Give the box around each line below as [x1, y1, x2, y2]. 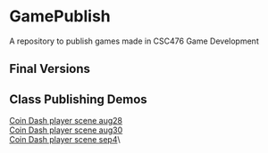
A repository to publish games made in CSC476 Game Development [9, 36, 259, 46]
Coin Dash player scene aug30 [9, 125, 123, 135]
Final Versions [9, 61, 91, 76]
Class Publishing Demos [9, 92, 147, 107]
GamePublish [9, 6, 112, 27]
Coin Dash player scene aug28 [9, 116, 123, 126]
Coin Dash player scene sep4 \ [9, 134, 121, 145]
